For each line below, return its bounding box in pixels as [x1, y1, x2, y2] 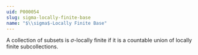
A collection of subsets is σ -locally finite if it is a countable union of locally [6, 37, 193, 44]
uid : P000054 [6, 8, 39, 15]
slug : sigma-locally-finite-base [6, 15, 91, 21]
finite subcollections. [6, 43, 59, 50]
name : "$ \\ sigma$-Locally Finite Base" [6, 20, 108, 26]
